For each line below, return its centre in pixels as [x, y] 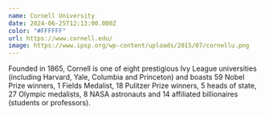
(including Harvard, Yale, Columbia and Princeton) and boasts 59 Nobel [126, 77]
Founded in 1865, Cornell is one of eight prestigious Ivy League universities [132, 68]
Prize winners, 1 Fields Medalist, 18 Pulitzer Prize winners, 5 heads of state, [132, 86]
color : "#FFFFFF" [37, 31]
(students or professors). [49, 103]
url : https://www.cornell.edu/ [61, 38]
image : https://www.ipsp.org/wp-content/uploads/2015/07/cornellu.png [129, 46]
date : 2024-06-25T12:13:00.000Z [62, 23]
